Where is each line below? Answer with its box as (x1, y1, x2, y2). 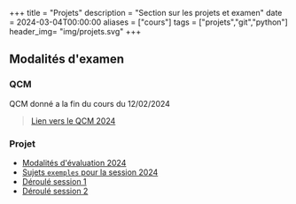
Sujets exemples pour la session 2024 (21, 167, 159, 178)
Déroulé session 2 (21, 185, 89, 196)
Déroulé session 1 (21, 176, 87, 186)
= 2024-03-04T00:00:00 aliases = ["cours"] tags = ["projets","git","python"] (9, 17, 288, 27)
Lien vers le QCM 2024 (30, 115, 116, 126)
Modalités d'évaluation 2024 (21, 157, 127, 168)
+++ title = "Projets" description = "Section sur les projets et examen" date (9, 8, 283, 18)
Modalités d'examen (9, 52, 125, 67)
